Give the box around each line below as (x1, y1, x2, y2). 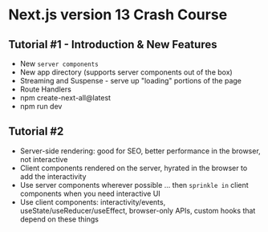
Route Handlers (19, 84, 72, 94)
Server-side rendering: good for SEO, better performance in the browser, (19, 146, 261, 156)
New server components (19, 59, 99, 68)
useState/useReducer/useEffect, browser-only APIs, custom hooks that (19, 206, 256, 215)
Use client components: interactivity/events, (19, 197, 166, 206)
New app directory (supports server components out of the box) (19, 67, 233, 77)
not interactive (19, 154, 68, 164)
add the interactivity (19, 171, 87, 181)
